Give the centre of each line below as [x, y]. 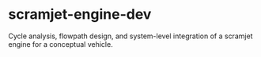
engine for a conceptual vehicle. [61, 44]
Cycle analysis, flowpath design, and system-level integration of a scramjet [130, 36]
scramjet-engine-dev [80, 14]
